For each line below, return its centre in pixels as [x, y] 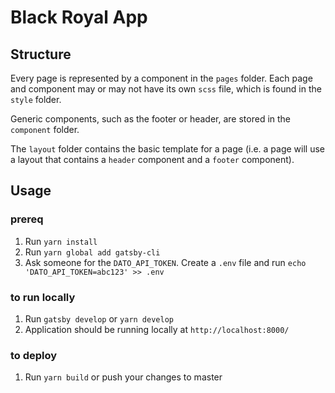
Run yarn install [61, 241]
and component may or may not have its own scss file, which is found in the [166, 89]
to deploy [34, 355]
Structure [41, 54]
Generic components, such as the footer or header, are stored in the [151, 119]
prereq [27, 219]
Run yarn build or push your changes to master [123, 377]
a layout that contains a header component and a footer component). [152, 159]
